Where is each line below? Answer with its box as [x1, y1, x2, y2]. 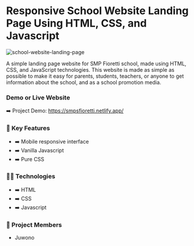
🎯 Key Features [6, 124, 50, 132]
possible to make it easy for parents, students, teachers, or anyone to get [6, 72, 184, 79]
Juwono [14, 234, 35, 241]
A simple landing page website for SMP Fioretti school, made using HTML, [6, 60, 187, 67]
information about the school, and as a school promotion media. [6, 78, 162, 86]
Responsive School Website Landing [6, 4, 189, 18]
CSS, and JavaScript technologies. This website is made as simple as [6, 66, 175, 73]
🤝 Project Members [6, 221, 62, 229]
